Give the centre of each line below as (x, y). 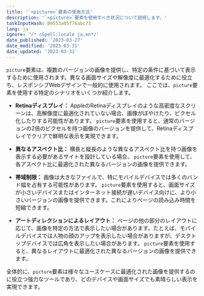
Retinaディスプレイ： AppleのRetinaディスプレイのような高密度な (98, 105)
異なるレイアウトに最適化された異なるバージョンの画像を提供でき (114, 251)
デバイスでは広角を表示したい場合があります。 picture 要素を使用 (108, 243)
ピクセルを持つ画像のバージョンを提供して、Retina (109, 128)
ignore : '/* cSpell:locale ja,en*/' (53, 35)
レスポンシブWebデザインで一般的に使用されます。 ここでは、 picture (105, 85)
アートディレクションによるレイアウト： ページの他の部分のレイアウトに (106, 220)
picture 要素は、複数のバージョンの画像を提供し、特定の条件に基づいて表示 (101, 69)
